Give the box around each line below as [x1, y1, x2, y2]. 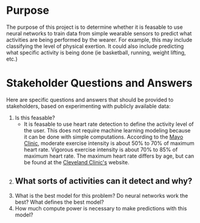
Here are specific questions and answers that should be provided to [6, 96, 174, 103]
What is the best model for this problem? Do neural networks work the [14, 192, 189, 199]
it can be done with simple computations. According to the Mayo [23, 133, 184, 140]
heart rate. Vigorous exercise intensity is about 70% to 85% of [23, 146, 178, 153]
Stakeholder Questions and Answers [6, 76, 193, 90]
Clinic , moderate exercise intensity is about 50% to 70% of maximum [23, 139, 195, 147]
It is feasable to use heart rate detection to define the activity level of [23, 120, 194, 128]
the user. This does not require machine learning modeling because [23, 126, 191, 134]
